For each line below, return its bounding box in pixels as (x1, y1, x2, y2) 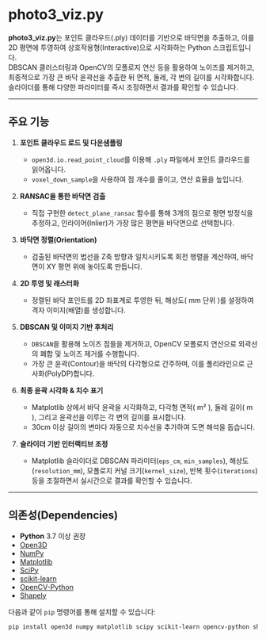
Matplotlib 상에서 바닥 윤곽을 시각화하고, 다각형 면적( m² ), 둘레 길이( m (31, 402, 253, 411)
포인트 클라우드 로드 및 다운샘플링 (19, 137, 123, 147)
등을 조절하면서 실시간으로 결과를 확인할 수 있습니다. (31, 476, 192, 485)
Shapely (19, 591, 47, 600)
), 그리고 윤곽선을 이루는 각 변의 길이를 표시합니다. (31, 412, 186, 422)
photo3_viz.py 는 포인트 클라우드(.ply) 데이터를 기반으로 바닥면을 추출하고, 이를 (8, 33, 255, 42)
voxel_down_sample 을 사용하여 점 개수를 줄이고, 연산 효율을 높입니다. (31, 174, 244, 184)
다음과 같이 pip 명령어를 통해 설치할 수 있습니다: (8, 606, 156, 616)
